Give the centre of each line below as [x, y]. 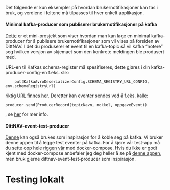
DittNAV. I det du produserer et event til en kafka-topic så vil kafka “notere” [84, 46]
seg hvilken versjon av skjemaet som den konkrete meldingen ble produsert [85, 52]
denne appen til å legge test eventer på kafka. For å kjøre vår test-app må [83, 143]
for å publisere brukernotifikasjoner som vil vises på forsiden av [93, 41]
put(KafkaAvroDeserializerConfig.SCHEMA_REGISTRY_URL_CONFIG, [82, 82]
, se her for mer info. [27, 114]
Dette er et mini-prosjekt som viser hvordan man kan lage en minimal [78, 36]
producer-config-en [26, 73]
